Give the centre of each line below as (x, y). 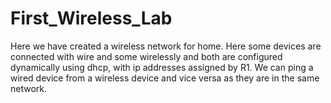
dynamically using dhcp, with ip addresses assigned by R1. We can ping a (162, 67)
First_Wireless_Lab (91, 18)
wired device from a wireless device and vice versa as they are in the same (165, 78)
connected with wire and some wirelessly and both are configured (146, 56)
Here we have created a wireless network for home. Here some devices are (166, 46)
